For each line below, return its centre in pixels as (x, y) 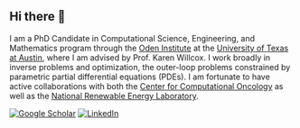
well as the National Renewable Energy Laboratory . (104, 96)
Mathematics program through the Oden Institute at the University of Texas (149, 48)
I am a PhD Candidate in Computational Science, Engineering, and (132, 38)
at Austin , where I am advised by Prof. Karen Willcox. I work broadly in (140, 57)
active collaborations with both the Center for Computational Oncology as (146, 86)
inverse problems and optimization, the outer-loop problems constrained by (150, 67)
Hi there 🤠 (37, 17)
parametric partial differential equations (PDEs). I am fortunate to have (140, 77)
